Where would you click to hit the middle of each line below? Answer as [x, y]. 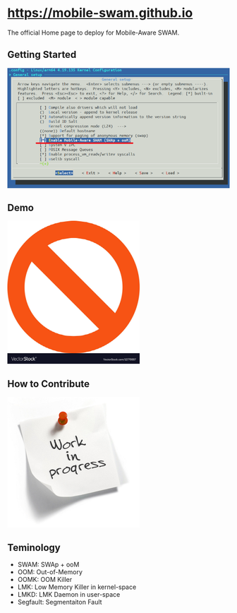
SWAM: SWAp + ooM [48, 565]
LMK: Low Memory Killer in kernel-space [77, 587]
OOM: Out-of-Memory [50, 572]
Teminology [34, 548]
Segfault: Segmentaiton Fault [60, 602]
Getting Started [42, 55]
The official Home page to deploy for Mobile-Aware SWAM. [93, 32]
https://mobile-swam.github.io [100, 13]
